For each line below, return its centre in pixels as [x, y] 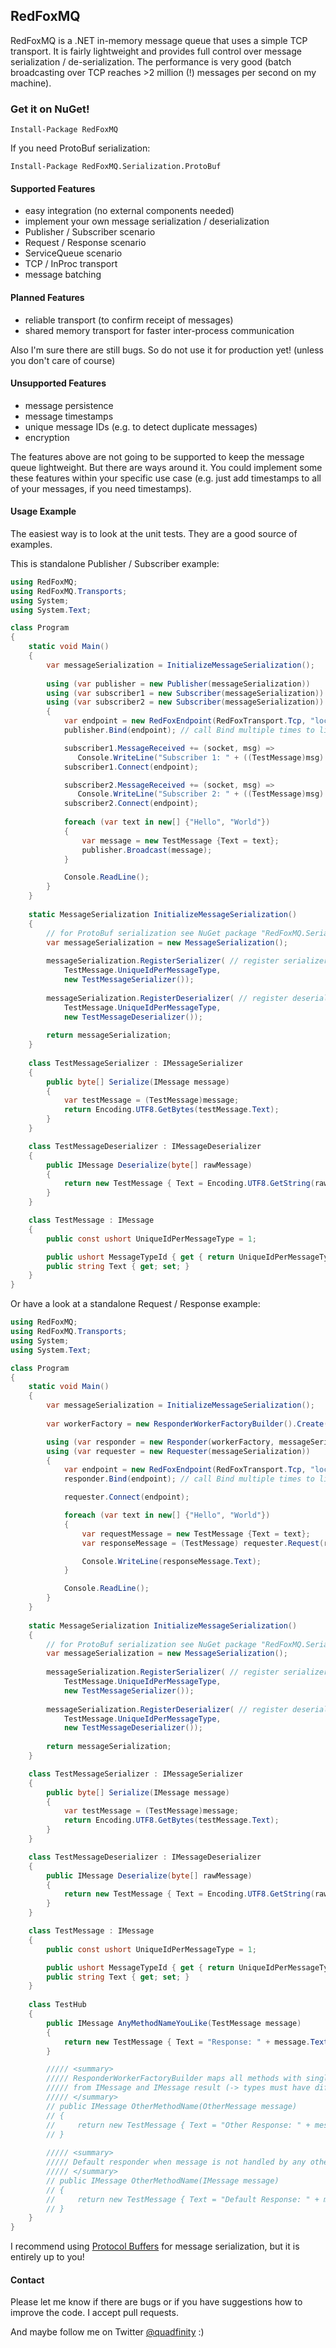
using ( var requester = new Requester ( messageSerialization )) [178, 1451]
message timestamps [69, 416]
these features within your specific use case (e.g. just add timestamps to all [166, 478]
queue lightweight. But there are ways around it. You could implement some [166, 467]
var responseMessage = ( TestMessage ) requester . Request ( [203, 1543]
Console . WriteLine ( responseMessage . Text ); [171, 1561]
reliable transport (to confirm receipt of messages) [129, 320]
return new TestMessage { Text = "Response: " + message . [187, 2042]
